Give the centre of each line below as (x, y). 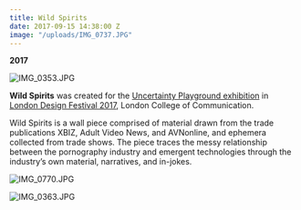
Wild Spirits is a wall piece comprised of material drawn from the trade (142, 123)
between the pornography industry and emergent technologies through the (150, 152)
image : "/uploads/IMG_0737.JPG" (71, 35)
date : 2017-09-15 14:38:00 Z (65, 26)
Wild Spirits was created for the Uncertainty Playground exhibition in (139, 95)
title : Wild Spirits (49, 18)
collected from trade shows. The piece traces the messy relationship (138, 143)
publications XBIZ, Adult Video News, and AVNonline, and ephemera (138, 133)
